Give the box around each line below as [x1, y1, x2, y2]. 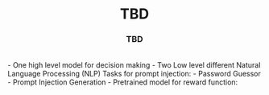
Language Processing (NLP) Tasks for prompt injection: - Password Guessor [7, 69, 261, 79]
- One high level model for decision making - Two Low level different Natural [7, 60, 261, 70]
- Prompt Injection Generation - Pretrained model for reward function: [7, 77, 238, 87]
